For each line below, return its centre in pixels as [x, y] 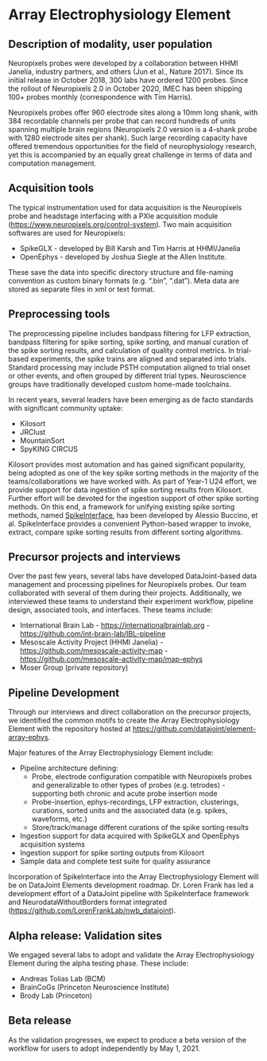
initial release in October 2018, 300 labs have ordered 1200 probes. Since [128, 80]
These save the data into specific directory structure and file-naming [121, 272]
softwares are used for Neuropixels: [67, 233]
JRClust [33, 432]
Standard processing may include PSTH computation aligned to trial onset [129, 367]
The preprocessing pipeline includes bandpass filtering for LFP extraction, [130, 333]
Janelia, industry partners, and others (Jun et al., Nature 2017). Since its [126, 72]
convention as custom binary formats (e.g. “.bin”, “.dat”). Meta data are [124, 280]
